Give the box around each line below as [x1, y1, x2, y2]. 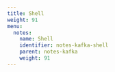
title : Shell [7, 10, 44, 17]
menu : [7, 23, 23, 29]
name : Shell [19, 36, 53, 43]
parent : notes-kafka [19, 49, 78, 56]
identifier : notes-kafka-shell [19, 42, 109, 49]
